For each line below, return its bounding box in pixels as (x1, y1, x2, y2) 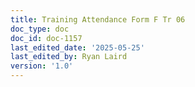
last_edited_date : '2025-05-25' (10, 42, 145, 53)
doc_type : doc (10, 24, 70, 34)
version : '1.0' (10, 61, 74, 71)
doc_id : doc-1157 (10, 33, 83, 43)
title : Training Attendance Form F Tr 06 (10, 14, 186, 25)
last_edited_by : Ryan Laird (10, 52, 128, 62)
